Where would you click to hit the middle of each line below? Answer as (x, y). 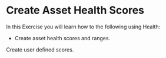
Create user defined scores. (40, 49)
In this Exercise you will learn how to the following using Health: (83, 27)
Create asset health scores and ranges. (62, 38)
